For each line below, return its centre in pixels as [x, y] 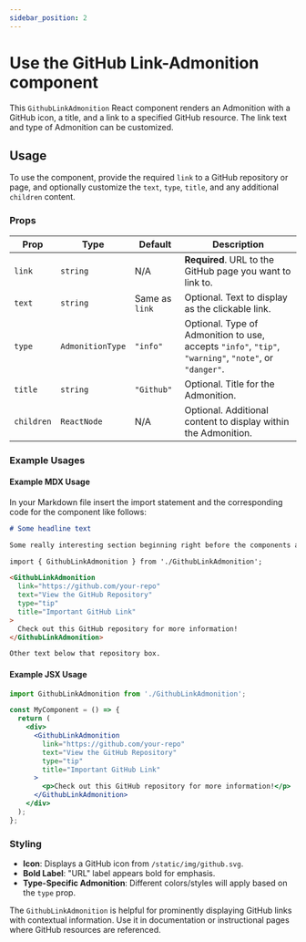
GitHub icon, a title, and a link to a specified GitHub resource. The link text [148, 117]
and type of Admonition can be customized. [92, 127]
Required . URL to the [229, 259]
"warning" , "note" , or [229, 357]
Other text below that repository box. [85, 654]
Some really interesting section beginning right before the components [150, 545]
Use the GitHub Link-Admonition [134, 62]
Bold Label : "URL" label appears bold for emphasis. [119, 873]
